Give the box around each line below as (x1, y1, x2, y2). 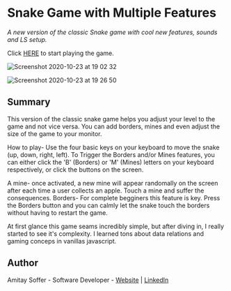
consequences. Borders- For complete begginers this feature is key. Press (7, 193, 221, 202)
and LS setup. (7, 35, 47, 43)
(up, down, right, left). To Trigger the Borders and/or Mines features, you (7, 150, 215, 158)
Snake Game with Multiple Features (7, 5, 217, 21)
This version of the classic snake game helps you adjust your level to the (7, 114, 216, 123)
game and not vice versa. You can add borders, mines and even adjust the (7, 122, 221, 130)
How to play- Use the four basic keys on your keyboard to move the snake (7, 143, 220, 151)
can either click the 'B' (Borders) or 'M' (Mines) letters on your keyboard (7, 158, 214, 166)
